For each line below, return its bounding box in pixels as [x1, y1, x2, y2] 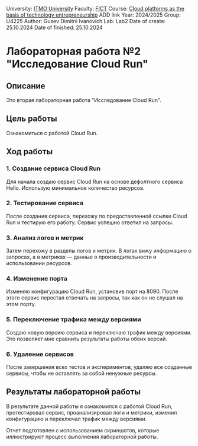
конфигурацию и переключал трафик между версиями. [6, 415, 147, 422]
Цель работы [6, 114, 57, 124]
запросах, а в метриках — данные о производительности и [6, 253, 157, 260]
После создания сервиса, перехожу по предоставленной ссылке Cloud [6, 212, 187, 219]
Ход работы [6, 146, 53, 157]
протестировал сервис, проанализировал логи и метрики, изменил [6, 409, 177, 416]
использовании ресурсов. [6, 260, 72, 267]
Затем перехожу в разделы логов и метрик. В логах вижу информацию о [6, 247, 192, 254]
